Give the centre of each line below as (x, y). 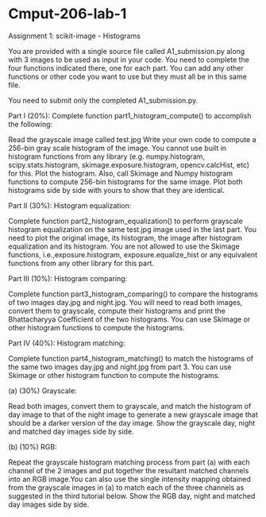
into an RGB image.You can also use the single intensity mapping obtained (130, 479)
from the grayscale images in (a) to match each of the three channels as (126, 487)
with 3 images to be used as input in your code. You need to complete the (129, 60)
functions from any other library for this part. (81, 263)
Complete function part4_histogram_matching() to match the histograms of (131, 358)
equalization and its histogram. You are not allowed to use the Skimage (124, 246)
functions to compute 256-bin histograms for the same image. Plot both (126, 181)
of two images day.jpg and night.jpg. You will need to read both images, (125, 302)
